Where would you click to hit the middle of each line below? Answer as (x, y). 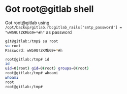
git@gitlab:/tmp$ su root (32, 41)
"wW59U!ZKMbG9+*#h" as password (39, 32)
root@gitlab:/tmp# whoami (32, 73)
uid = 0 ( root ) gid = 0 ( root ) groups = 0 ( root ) (47, 68)
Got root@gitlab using (27, 23)
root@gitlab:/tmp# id (27, 59)
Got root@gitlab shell (49, 9)
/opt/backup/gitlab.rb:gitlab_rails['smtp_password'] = (63, 27)
